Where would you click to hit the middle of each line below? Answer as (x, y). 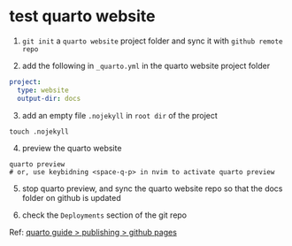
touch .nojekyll (39, 131)
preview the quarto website (72, 148)
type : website (43, 90)
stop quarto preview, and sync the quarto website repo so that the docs (152, 188)
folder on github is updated (71, 197)
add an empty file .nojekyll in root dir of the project (120, 115)
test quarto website (82, 16)
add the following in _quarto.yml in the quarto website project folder (146, 65)
